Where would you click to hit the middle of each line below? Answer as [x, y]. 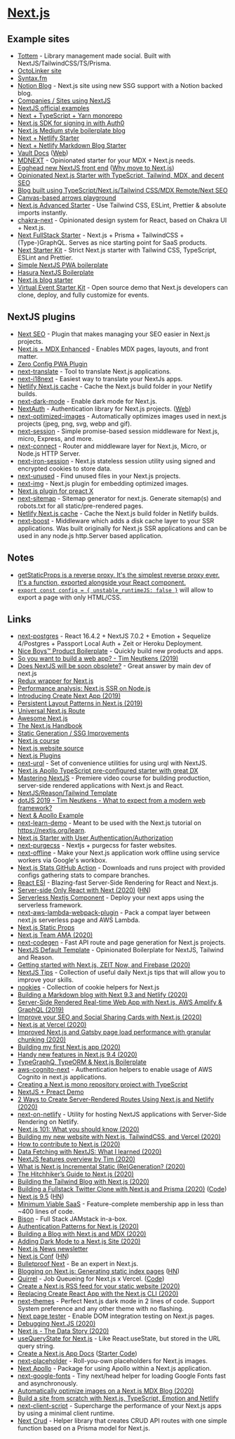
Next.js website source [51, 748]
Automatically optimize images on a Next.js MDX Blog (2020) [106, 1391]
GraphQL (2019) [41, 1010]
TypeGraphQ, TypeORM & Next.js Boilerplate [82, 1062]
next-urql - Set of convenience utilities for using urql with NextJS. [112, 763]
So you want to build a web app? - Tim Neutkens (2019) [98, 658]
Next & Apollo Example [51, 816]
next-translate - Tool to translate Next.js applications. [94, 371]
